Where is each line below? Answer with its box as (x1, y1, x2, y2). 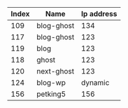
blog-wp (36, 78, 66, 87)
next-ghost (36, 67, 75, 76)
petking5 (36, 89, 66, 99)
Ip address (81, 9, 118, 18)
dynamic (81, 78, 110, 87)
